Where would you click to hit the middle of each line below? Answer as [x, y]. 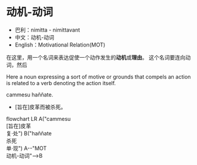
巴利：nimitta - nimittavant [47, 30]
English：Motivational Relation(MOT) [60, 45]
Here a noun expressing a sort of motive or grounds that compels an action [98, 77]
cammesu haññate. [30, 94]
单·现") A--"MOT [27, 148]
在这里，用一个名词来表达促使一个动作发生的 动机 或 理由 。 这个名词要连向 [96, 57]
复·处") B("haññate [29, 133]
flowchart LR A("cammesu [39, 119]
